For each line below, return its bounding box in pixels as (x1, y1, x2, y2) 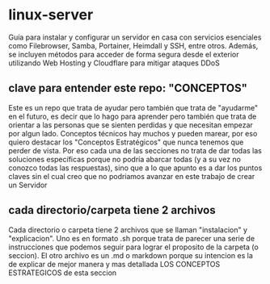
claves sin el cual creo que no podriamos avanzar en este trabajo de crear (8, 171, 255, 181)
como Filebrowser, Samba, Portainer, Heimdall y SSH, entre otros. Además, (8, 40, 259, 50)
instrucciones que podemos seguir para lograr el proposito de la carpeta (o (8, 242, 259, 252)
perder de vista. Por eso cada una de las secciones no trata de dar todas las (8, 145, 263, 155)
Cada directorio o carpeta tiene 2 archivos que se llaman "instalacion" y (8, 224, 248, 235)
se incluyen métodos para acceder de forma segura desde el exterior (8, 49, 239, 59)
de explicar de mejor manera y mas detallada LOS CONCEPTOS (8, 259, 221, 269)
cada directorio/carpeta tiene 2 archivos (8, 203, 216, 217)
